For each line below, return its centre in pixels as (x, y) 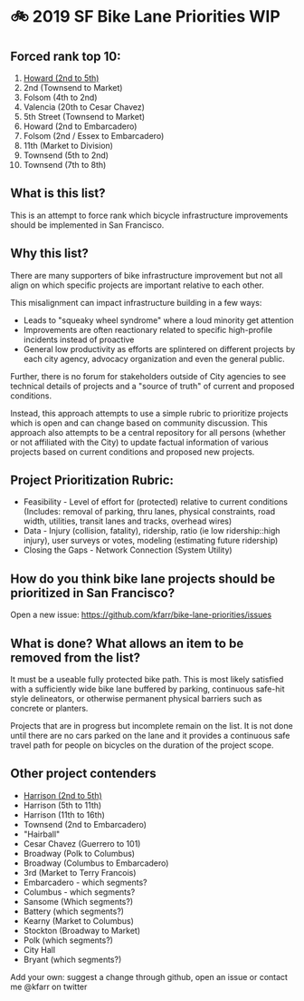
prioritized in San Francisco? (93, 593)
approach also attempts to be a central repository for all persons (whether (148, 432)
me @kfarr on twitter (49, 986)
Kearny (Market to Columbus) (78, 920)
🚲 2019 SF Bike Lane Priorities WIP (146, 17)
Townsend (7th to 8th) (65, 165)
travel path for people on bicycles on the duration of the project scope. (142, 745)
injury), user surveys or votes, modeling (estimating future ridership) (151, 541)
